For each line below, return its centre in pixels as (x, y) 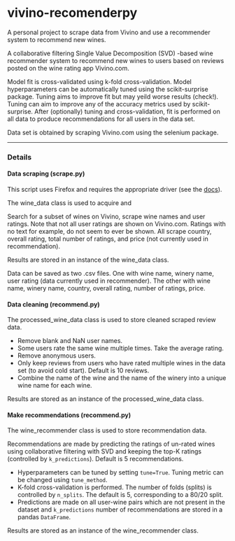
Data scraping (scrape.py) (46, 174)
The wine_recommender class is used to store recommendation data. (107, 430)
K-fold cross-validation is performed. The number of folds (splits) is (114, 487)
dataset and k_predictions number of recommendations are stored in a (120, 510)
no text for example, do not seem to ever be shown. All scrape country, (109, 232)
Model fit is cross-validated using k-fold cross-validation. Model (100, 81)
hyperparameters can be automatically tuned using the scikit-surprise (108, 89)
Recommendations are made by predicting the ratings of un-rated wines (111, 444)
